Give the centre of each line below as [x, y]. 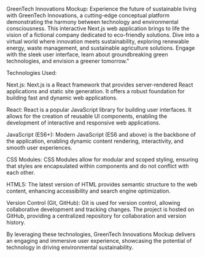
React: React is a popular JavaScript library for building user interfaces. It [99, 109]
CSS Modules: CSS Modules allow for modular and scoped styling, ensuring [102, 159]
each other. [21, 172]
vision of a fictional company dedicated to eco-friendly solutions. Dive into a [103, 35]
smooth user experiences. [39, 148]
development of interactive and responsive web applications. [83, 123]
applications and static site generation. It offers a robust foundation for [96, 91]
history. [16, 222]
